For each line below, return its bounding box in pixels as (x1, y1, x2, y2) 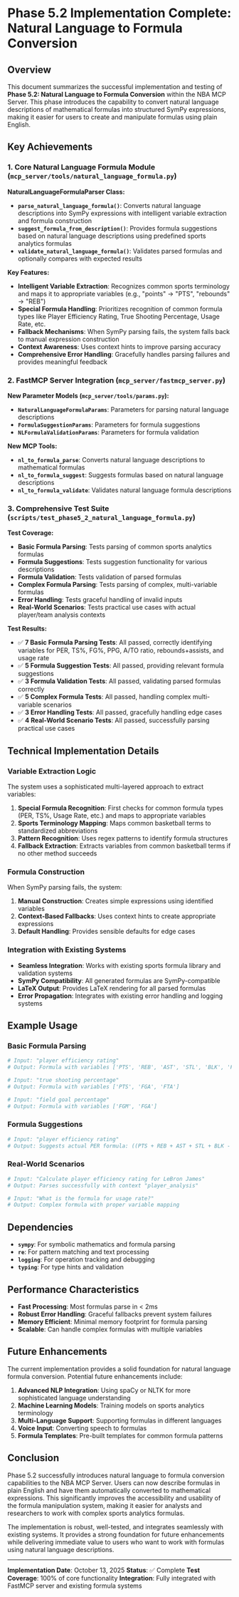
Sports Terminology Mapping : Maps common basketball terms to (17, 818, 211, 827)
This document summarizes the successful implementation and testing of (7, 83, 223, 90)
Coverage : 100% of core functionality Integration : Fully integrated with (7, 1573, 216, 1582)
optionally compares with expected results (17, 254, 142, 263)
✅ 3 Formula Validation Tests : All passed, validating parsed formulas (17, 677, 221, 685)
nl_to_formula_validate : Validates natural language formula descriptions (17, 486, 232, 494)
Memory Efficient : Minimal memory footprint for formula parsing (17, 1317, 208, 1326)
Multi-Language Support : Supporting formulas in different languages (17, 1416, 222, 1425)
